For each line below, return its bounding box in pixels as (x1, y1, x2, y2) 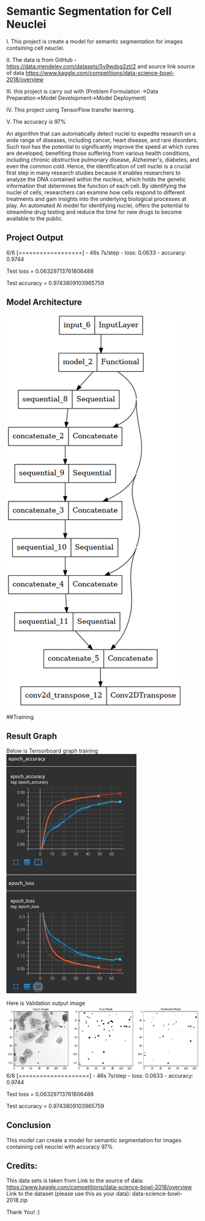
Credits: (6, 1160, 38, 1171)
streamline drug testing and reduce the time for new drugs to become (6, 208, 182, 216)
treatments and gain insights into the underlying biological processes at (6, 195, 187, 202)
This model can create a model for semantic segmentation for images (6, 1136, 182, 1144)
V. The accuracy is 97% (6, 118, 66, 125)
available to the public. (6, 214, 63, 222)
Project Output (6, 232, 64, 243)
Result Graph (6, 731, 58, 741)
